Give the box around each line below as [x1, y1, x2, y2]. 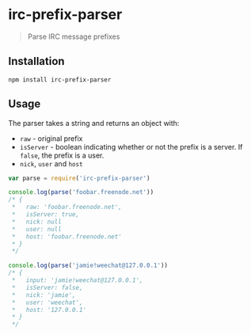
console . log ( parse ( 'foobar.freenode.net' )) [8, 188, 154, 196]
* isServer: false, [11, 284, 83, 291]
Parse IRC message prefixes [27, 32, 120, 41]
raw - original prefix [19, 133, 83, 143]
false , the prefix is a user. [19, 150, 105, 160]
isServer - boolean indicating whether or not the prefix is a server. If [19, 142, 243, 151]
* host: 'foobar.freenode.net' [11, 232, 123, 241]
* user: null [11, 225, 62, 233]
